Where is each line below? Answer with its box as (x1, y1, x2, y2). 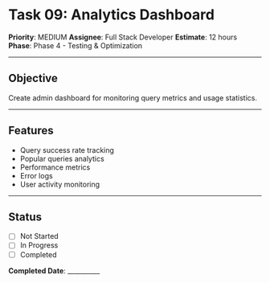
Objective (8, 72, 59, 85)
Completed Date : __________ (8, 265, 100, 275)
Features (8, 124, 54, 137)
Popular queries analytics (19, 154, 104, 163)
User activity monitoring (19, 179, 100, 189)
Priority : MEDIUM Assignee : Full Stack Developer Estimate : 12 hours (8, 32, 238, 42)
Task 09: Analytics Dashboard (8, 6, 215, 24)
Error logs (19, 170, 54, 180)
